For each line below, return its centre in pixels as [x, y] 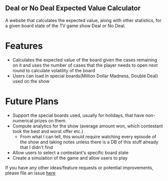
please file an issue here [30, 173]
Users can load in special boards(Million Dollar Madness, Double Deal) [85, 76]
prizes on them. [50, 120]
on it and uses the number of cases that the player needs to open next [85, 65]
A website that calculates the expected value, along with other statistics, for [83, 20]
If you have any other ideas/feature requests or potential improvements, [79, 167]
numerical [23, 120]
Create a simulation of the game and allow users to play [70, 158]
